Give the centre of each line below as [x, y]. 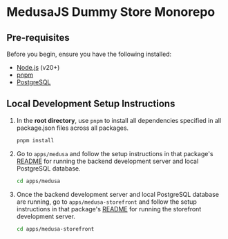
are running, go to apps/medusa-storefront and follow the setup [107, 202]
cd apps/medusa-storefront [55, 229]
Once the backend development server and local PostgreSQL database [117, 194]
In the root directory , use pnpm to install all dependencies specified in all [119, 120]
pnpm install [35, 140]
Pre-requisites [38, 38]
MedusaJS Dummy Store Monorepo [111, 12]
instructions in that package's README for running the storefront [109, 209]
